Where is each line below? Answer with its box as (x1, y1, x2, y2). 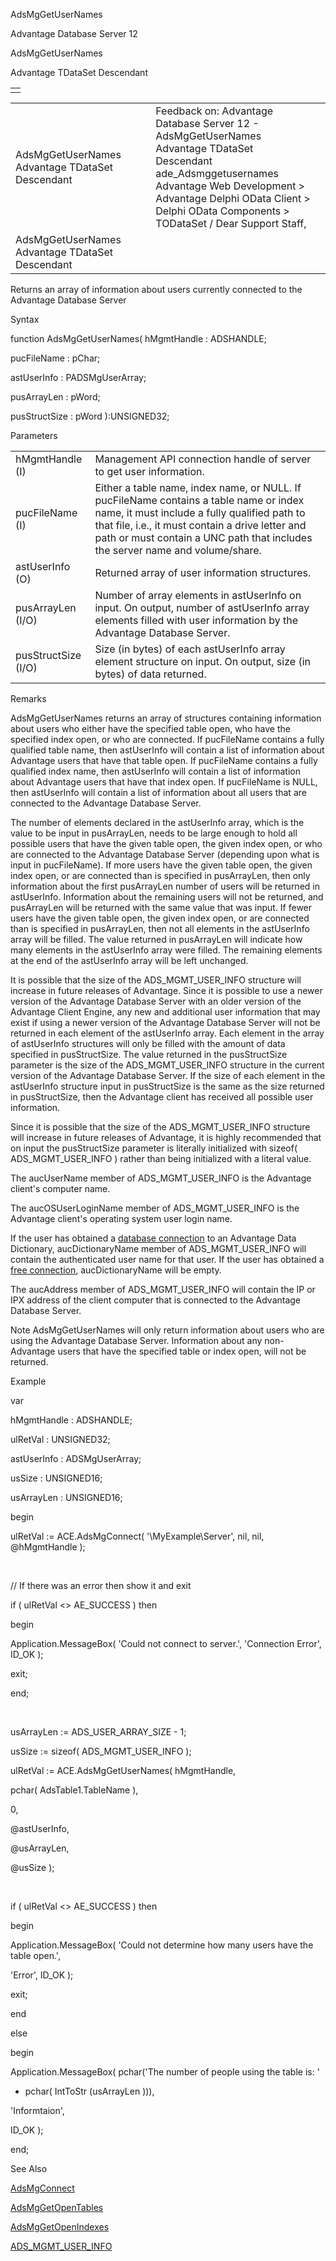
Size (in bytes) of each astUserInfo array (94, 642, 286, 656)
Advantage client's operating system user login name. (10, 1213, 233, 1224)
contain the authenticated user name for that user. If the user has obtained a (10, 1254, 325, 1265)
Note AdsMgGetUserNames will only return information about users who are (10, 1324, 325, 1336)
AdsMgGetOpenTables (10, 2202, 104, 2213)
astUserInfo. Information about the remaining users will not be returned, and (10, 891, 324, 903)
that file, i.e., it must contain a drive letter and (94, 519, 307, 532)
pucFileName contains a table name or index (94, 494, 305, 507)
